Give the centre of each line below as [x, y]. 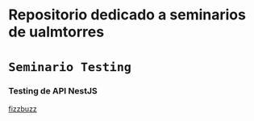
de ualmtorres [56, 32]
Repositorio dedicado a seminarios [127, 15]
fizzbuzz [23, 108]
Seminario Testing [70, 67]
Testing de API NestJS [53, 91]
